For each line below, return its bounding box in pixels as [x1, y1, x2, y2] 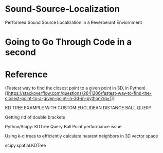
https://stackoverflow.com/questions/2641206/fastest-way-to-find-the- [8, 90, 152, 96]
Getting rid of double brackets [5, 114, 66, 120]
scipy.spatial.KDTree [5, 142, 46, 149]
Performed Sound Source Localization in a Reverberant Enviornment [5, 19, 142, 25]
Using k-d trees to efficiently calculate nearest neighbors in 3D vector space [5, 133, 158, 139]
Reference [5, 69, 48, 80]
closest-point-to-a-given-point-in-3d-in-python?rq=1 [5, 96, 112, 102]
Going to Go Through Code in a [5, 36, 132, 48]
